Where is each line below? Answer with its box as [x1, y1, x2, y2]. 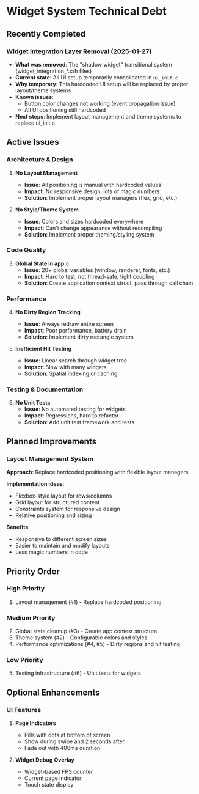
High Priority [6, 584, 45, 593]
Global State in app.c [15, 260, 70, 267]
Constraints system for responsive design [15, 505, 120, 513]
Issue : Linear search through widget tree [24, 357, 127, 364]
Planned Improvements [6, 436, 96, 447]
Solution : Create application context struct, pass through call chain [24, 279, 194, 287]
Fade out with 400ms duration [24, 744, 101, 752]
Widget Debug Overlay [15, 756, 75, 763]
